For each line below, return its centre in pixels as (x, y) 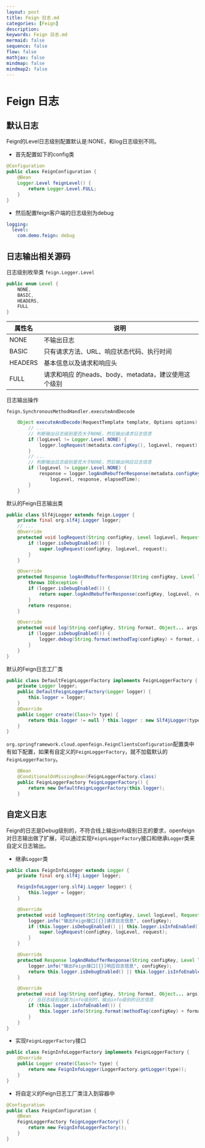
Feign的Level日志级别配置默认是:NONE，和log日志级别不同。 (83, 141)
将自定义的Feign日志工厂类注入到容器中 (65, 1093)
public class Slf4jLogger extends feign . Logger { (71, 515)
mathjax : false (26, 58)
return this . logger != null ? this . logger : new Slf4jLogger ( (109, 720)
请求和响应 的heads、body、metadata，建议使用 (114, 375)
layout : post (23, 12)
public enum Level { (33, 283)
